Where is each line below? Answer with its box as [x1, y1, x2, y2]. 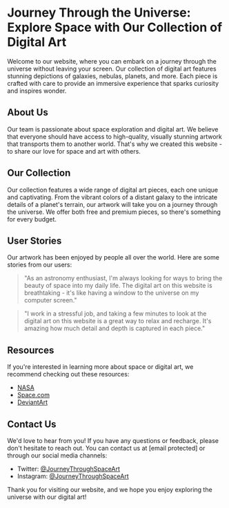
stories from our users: [7, 261, 72, 269]
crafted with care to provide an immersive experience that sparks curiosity [7, 79, 219, 87]
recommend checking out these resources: [7, 370, 130, 379]
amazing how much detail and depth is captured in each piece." [23, 324, 206, 333]
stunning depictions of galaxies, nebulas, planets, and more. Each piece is [7, 71, 218, 80]
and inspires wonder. [7, 87, 67, 95]
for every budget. [7, 215, 57, 223]
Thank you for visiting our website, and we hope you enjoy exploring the [7, 486, 212, 493]
